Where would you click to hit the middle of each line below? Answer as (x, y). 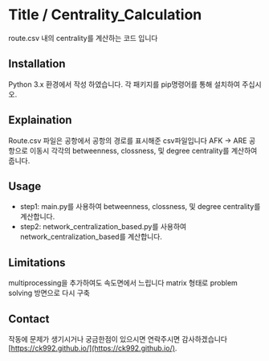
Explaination (40, 120)
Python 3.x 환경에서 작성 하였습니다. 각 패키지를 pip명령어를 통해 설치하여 (124, 84)
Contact (29, 319)
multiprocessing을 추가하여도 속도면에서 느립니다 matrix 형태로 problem (123, 283)
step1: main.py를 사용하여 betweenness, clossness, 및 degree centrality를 (140, 207)
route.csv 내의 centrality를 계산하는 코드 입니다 (83, 38)
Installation (37, 64)
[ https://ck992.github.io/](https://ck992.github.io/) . (93, 348)
